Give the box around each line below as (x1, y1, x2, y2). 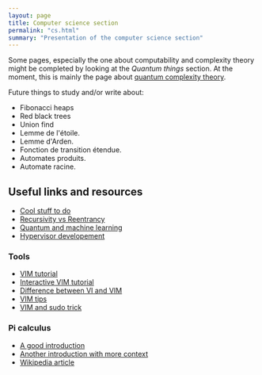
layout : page (8, 11, 51, 20)
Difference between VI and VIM (19, 286, 123, 296)
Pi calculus (8, 323, 51, 334)
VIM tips (19, 294, 47, 304)
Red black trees (19, 112, 71, 121)
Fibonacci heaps (19, 103, 74, 113)
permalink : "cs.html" (8, 26, 80, 34)
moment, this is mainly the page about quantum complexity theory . (8, 72, 226, 82)
